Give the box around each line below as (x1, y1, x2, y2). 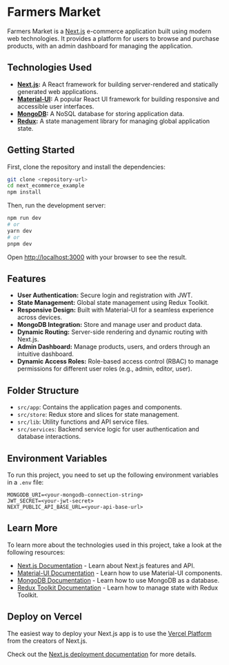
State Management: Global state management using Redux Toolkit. (17, 299, 209, 307)
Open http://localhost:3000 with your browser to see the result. (7, 253, 188, 261)
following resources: (7, 547, 66, 556)
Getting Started (7, 144, 75, 156)
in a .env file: (7, 478, 44, 486)
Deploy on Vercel (7, 611, 83, 623)
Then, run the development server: (7, 201, 106, 209)
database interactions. (17, 433, 81, 441)
